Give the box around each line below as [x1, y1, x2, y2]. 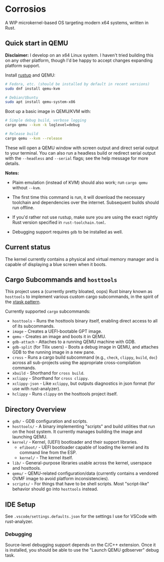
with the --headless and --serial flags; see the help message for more [5, 155, 148, 161]
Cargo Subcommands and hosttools [5, 275, 117, 284]
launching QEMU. [12, 434, 47, 440]
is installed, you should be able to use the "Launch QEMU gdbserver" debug [5, 547, 159, 553]
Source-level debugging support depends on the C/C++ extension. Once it [5, 542, 156, 548]
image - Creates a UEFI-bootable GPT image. [12, 328, 102, 334]
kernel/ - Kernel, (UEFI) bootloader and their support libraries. [12, 439, 138, 445]
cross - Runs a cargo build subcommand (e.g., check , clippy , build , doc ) [12, 354, 158, 360]
